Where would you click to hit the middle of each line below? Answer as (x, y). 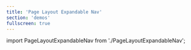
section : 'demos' (28, 18)
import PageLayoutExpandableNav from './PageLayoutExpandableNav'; (96, 41)
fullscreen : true (28, 23)
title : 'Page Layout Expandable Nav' (54, 12)
